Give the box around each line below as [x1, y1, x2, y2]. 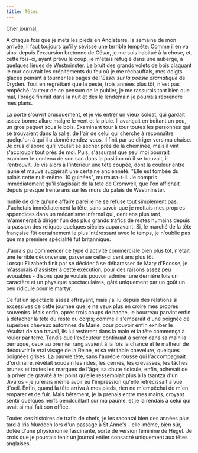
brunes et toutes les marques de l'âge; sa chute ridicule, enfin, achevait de [6, 365, 188, 372]
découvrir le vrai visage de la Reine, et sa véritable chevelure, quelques [6, 346, 180, 354]
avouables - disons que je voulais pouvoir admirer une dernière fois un [6, 272, 178, 279]
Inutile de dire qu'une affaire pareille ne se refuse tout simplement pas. [6, 198, 178, 205]
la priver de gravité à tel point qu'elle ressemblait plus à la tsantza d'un [6, 371, 178, 379]
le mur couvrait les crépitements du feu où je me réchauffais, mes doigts [6, 68, 183, 75]
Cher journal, [6, 25, 38, 32]
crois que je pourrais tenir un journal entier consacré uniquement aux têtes [6, 433, 188, 441]
